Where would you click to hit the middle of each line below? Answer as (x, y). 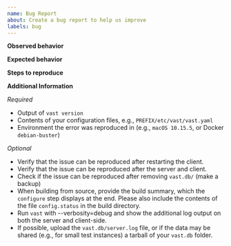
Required (20, 100)
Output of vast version (50, 113)
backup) (29, 184)
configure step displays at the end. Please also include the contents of (117, 198)
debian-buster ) (38, 135)
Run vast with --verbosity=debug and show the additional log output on (119, 213)
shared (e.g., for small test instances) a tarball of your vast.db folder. (115, 235)
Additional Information (40, 86)
